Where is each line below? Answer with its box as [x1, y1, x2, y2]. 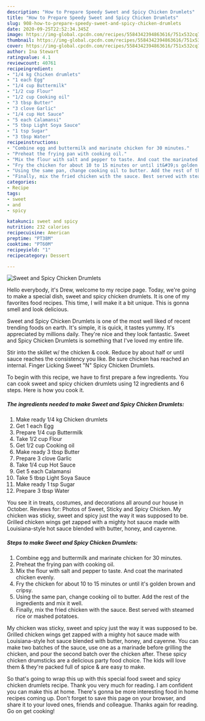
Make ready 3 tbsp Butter [15, 448, 80, 456]
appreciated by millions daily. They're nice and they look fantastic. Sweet [7, 331, 190, 338]
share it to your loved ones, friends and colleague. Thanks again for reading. [7, 701, 198, 708]
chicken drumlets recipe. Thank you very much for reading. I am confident [7, 681, 193, 689]
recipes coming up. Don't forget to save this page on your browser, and [7, 695, 186, 702]
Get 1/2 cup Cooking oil [15, 442, 75, 449]
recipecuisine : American [7, 230, 70, 236]
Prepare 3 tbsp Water [15, 487, 70, 495]
